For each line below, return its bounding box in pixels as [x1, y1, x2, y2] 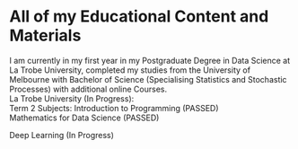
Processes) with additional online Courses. [9, 83, 168, 94]
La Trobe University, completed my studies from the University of [9, 65, 251, 75]
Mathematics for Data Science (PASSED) [9, 112, 160, 123]
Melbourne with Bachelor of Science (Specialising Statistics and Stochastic [9, 74, 287, 84]
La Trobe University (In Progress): [9, 92, 135, 104]
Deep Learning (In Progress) [9, 129, 115, 140]
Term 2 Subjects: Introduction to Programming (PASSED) [9, 102, 219, 113]
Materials [9, 25, 82, 46]
